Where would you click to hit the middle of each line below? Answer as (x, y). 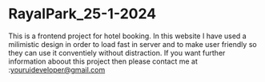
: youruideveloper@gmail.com (57, 69)
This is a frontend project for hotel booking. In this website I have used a (127, 36)
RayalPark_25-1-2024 (82, 14)
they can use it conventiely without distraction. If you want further (117, 53)
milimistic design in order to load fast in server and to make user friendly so (133, 44)
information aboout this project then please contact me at (103, 61)
